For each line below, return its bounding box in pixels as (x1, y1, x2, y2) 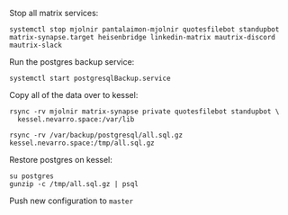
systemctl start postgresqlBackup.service (9, 74, 171, 83)
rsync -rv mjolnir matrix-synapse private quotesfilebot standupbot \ (9, 107, 280, 116)
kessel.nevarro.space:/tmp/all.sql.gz (9, 139, 155, 148)
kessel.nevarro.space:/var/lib (17, 115, 135, 124)
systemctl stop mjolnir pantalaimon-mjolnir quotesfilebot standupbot (9, 25, 280, 34)
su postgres (9, 172, 54, 181)
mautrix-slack (9, 40, 63, 49)
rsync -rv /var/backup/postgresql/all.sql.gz (9, 130, 183, 139)
